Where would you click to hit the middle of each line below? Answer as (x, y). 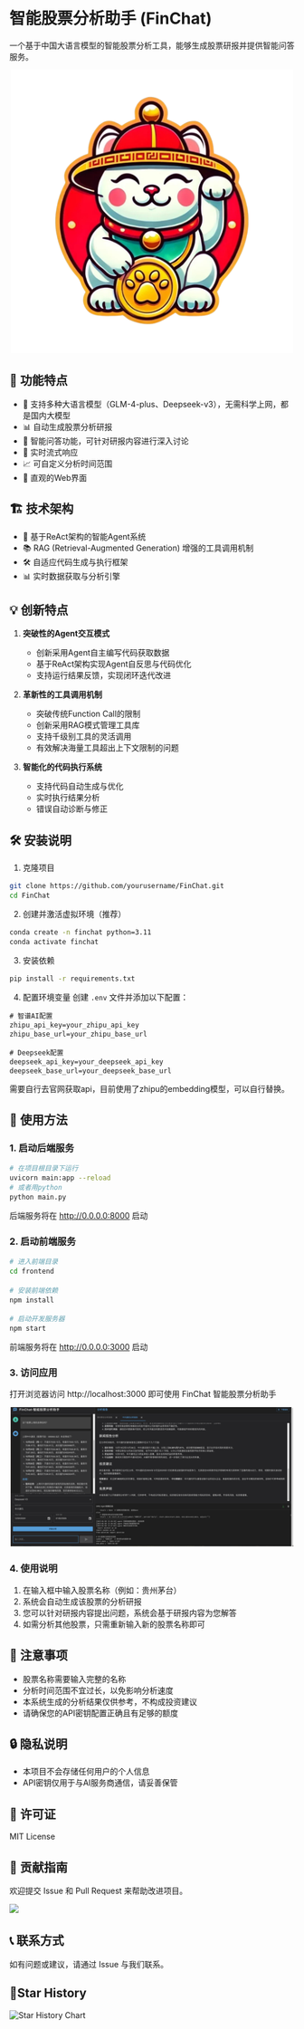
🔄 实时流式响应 (50, 452)
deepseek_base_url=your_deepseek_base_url (90, 1071)
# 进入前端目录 (34, 1262)
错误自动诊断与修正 (72, 809)
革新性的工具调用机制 (62, 694)
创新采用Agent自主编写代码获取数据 (103, 653)
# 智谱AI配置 (31, 1016)
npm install (32, 1300)
